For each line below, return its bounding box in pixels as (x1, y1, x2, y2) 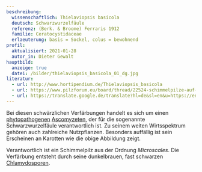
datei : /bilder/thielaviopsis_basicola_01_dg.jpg (11, 70, 138, 76)
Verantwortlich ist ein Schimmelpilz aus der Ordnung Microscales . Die (6, 146, 179, 153)
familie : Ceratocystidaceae (11, 31, 82, 37)
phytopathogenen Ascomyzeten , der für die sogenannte (6, 115, 145, 123)
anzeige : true (11, 64, 47, 71)
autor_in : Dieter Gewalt (11, 54, 74, 60)
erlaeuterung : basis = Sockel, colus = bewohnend (11, 37, 138, 43)
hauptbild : (6, 59, 34, 65)
